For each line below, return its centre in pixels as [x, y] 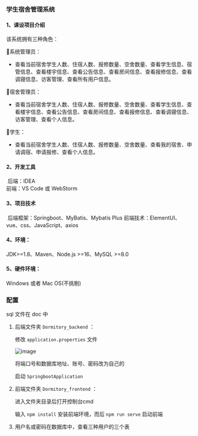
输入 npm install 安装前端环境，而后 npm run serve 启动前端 [89, 414]
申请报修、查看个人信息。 [67, 152]
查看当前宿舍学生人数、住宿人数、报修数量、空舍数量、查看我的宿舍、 [101, 145]
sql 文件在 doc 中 [27, 314]
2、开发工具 [21, 167]
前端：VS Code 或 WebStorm [42, 189]
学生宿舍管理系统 [31, 9]
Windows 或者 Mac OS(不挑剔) [44, 283]
